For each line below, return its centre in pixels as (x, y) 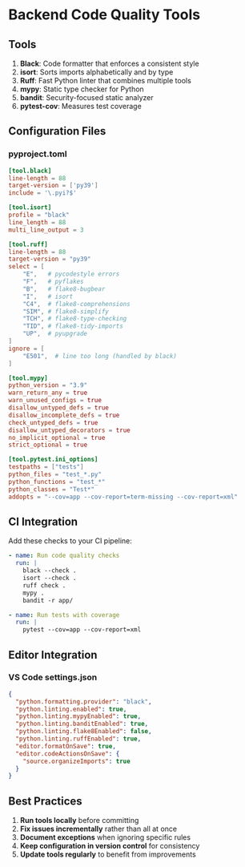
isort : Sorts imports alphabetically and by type (96, 72)
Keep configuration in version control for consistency (110, 846)
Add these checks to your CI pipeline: (70, 541)
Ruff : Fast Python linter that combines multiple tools (106, 81)
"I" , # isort (48, 296)
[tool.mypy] (28, 378)
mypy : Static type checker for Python (82, 89)
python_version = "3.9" (48, 385)
